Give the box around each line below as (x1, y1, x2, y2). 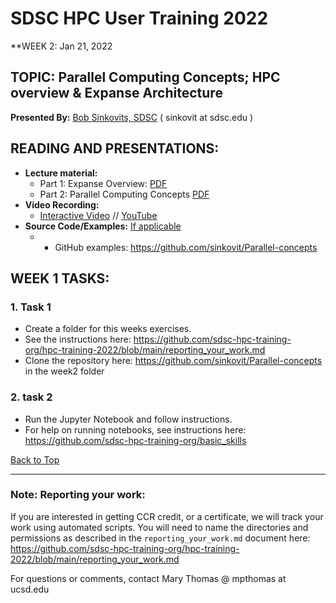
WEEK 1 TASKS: (10, 270, 110, 287)
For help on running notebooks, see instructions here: (24, 423, 247, 436)
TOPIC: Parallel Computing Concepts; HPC (10, 69, 281, 86)
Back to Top (10, 453, 60, 466)
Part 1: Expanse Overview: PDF (39, 177, 168, 189)
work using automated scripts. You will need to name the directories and (10, 521, 309, 533)
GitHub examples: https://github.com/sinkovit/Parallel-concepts (54, 241, 318, 253)
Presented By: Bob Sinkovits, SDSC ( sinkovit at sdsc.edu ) (10, 111, 254, 123)
